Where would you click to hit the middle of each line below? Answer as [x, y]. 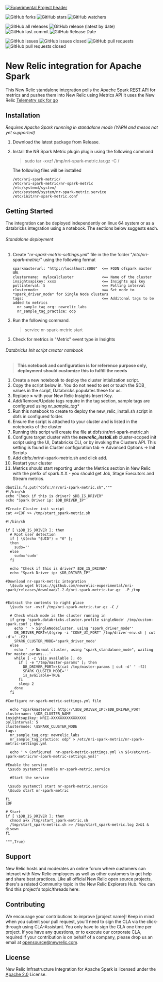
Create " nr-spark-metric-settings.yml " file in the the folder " [73, 254]
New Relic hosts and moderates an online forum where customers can [76, 868]
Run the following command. [41, 320]
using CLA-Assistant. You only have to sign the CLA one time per [87, 926]
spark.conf [16, 624]
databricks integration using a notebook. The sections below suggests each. [82, 228]
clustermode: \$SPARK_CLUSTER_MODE [41, 726]
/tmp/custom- [140, 620]
